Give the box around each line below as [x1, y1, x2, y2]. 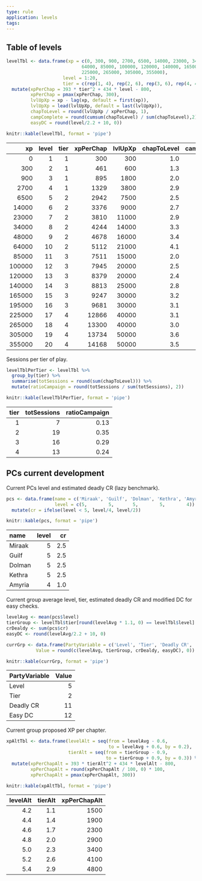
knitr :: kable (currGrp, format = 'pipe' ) [6, 658, 109, 664]
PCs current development [6, 468, 105, 478]
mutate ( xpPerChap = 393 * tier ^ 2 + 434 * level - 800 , [11, 86, 152, 92]
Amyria [9, 581, 29, 589]
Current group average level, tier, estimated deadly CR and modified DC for [6, 596, 192, 604]
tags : [6, 20, 20, 26]
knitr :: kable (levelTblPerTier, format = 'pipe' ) [6, 395, 130, 401]
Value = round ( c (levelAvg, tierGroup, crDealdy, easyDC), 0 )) [35, 648, 195, 654]
